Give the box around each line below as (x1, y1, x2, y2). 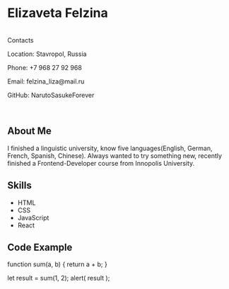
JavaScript (17, 213, 49, 222)
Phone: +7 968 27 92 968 (7, 63, 83, 72)
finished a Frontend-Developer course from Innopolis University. (7, 159, 195, 167)
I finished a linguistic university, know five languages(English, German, (7, 144, 213, 152)
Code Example (7, 241, 73, 253)
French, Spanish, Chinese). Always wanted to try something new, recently (7, 151, 223, 160)
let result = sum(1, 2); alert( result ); (7, 274, 110, 283)
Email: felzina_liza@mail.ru (7, 76, 85, 86)
